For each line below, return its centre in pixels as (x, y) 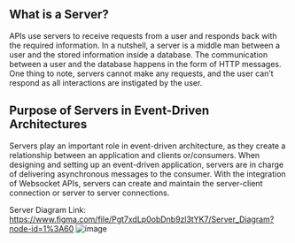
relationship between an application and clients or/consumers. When (135, 155)
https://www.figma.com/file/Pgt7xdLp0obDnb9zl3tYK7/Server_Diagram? (142, 219)
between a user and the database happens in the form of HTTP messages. (145, 64)
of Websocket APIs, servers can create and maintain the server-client (136, 183)
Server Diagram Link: (48, 209)
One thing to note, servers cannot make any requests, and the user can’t (141, 73)
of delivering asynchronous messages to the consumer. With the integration (147, 174)
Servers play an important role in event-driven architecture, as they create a (147, 146)
